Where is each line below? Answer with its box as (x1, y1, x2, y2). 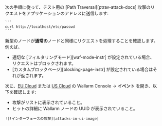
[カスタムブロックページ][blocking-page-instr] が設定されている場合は (12, 66, 153, 72)
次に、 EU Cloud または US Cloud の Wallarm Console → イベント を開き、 (5, 83, 153, 89)
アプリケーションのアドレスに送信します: (26, 10, 108, 16)
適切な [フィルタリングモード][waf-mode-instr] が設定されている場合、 (12, 54, 155, 60)
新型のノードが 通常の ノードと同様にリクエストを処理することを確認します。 (5, 38, 158, 43)
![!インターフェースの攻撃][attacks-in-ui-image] (5, 116, 99, 121)
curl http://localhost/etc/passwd (5, 24, 75, 29)
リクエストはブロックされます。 (12, 61, 76, 66)
